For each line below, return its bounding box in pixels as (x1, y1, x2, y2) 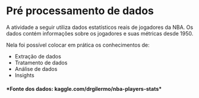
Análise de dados (14, 65, 58, 72)
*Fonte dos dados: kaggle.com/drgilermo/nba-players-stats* (6, 85, 162, 92)
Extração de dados (14, 53, 61, 60)
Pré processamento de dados (6, 4, 154, 18)
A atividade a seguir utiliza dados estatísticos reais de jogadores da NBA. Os (6, 24, 194, 31)
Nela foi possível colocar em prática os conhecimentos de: (6, 41, 150, 48)
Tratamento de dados (14, 59, 68, 66)
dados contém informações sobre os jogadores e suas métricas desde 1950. (6, 30, 194, 37)
